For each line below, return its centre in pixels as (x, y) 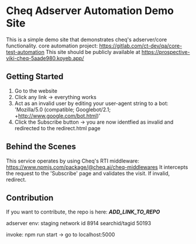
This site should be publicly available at (93, 52)
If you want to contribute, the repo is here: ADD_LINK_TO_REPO (83, 212)
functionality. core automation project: (52, 46)
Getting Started (35, 77)
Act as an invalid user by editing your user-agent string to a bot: (91, 103)
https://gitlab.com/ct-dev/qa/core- (141, 46)
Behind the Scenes (41, 147)
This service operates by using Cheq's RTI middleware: (73, 161)
